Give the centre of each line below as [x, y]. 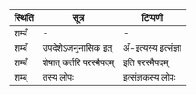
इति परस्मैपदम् [145, 62]
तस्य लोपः [58, 77]
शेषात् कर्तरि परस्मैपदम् [78, 62]
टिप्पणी [152, 18]
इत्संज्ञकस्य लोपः [149, 77]
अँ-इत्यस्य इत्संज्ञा [152, 47]
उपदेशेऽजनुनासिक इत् [77, 47]
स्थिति [24, 18]
